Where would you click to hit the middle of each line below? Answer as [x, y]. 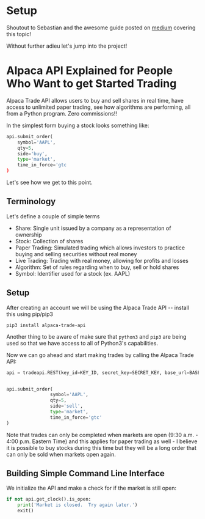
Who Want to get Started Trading [92, 84]
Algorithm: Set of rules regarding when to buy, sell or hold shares [97, 267]
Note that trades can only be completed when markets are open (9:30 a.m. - [102, 435]
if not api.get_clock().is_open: [49, 499]
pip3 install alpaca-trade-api [46, 325]
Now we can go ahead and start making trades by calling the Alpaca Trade [100, 355]
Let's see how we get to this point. [49, 182]
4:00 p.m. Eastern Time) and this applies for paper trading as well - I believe [102, 441]
